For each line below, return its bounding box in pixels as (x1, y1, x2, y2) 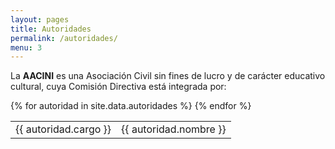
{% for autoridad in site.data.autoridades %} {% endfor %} (10, 100, 252, 112)
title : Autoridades (10, 24, 92, 34)
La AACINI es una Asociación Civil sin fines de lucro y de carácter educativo (10, 70, 326, 82)
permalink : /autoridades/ (10, 33, 118, 43)
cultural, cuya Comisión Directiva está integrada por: (10, 81, 227, 93)
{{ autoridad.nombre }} (121, 122, 227, 136)
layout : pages (10, 14, 70, 25)
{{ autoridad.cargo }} (15, 122, 112, 136)
